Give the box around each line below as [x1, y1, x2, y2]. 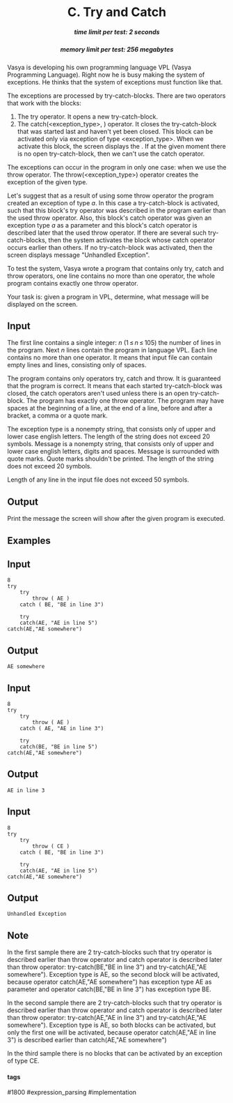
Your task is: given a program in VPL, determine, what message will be [7, 293, 209, 301]
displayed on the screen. [7, 299, 78, 308]
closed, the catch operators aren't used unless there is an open [7, 389, 189, 398]
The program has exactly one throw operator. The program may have [26, 397, 225, 405]
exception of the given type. [7, 177, 88, 186]
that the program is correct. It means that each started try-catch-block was [7, 382, 223, 390]
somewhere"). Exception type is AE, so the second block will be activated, [7, 970, 220, 979]
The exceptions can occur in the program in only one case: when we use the [7, 163, 227, 171]
